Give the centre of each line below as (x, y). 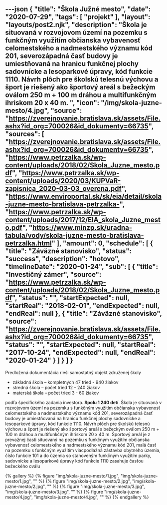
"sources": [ (25, 134)
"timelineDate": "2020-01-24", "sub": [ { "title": (82, 267)
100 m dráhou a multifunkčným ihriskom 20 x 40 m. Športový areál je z (78, 434)
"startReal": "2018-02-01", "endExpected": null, (82, 306)
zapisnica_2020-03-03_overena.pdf (64, 189)
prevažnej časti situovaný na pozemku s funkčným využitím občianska (78, 440)
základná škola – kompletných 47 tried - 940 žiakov (65, 382)
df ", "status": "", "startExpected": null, (67, 298)
